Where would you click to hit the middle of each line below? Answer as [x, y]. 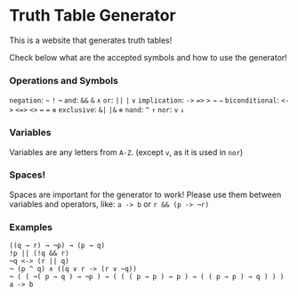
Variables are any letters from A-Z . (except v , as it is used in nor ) [126, 152]
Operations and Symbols [64, 80]
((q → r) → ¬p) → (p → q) [57, 246]
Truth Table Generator [93, 16]
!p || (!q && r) [39, 254]
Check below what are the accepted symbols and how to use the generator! [148, 57]
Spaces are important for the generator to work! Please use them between [145, 194]
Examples [31, 226]
